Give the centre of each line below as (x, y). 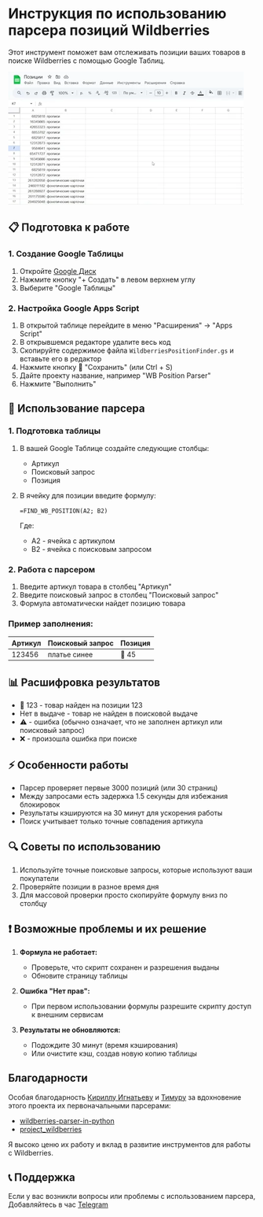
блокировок (40, 805)
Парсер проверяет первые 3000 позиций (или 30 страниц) (119, 788)
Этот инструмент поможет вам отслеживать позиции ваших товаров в (127, 52)
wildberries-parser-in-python (67, 1121)
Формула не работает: (58, 952)
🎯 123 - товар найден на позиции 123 (81, 705)
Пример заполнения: (51, 623)
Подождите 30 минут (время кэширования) (104, 1045)
